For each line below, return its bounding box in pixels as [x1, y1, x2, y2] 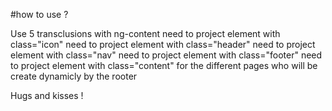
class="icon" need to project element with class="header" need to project [10, 39, 316, 50]
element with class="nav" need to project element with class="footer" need [10, 49, 323, 61]
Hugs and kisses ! [10, 90, 84, 101]
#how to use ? [10, 9, 69, 20]
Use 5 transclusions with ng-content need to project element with [10, 28, 281, 39]
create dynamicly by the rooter [10, 70, 138, 82]
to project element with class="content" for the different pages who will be [10, 60, 318, 71]
